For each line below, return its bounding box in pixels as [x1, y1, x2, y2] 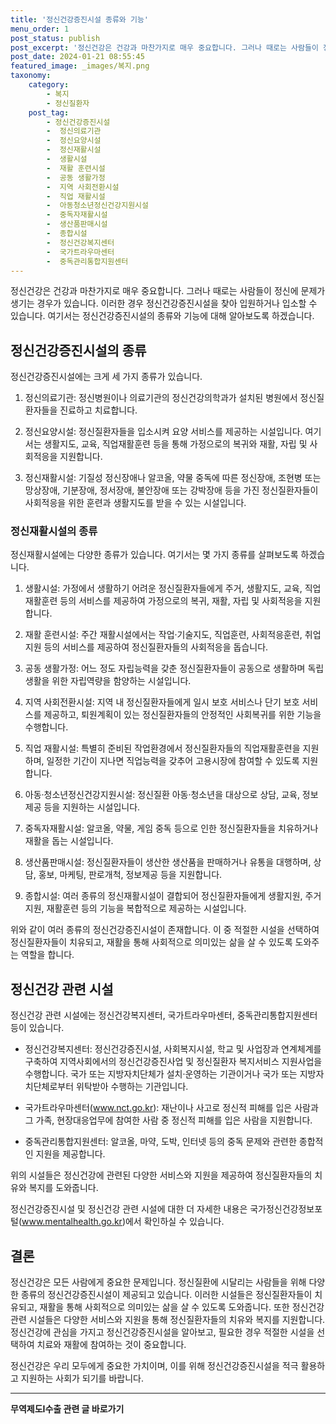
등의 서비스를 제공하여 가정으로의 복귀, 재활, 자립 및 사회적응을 [59, 595, 303, 607]
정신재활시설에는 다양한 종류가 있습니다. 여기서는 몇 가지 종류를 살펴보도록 [10, 549, 299, 561]
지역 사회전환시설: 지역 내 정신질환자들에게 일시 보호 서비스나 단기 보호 [24, 696, 300, 708]
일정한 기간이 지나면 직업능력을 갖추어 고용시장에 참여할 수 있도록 [46, 755, 300, 767]
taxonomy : [10, 71, 52, 81]
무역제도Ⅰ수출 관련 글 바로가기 [10, 1403, 125, 1415]
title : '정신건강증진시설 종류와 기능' [10, 14, 149, 25]
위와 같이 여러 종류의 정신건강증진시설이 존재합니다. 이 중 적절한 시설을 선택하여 [10, 924, 320, 936]
